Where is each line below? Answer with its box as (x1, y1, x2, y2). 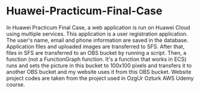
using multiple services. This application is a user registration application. (6, 30, 188, 37)
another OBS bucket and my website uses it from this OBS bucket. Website (6, 68, 192, 75)
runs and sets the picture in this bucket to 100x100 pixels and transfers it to (6, 61, 192, 69)
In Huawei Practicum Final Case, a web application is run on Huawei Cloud (6, 24, 190, 31)
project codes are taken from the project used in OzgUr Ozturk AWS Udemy (6, 75, 194, 82)
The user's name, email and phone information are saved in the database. (6, 36, 189, 44)
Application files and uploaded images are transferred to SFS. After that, (6, 43, 185, 50)
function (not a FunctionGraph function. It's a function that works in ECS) (6, 55, 187, 63)
